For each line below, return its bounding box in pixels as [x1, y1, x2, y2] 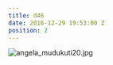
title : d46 [8, 11, 45, 20]
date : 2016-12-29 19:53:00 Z [8, 19, 105, 27]
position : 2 [8, 26, 48, 34]
